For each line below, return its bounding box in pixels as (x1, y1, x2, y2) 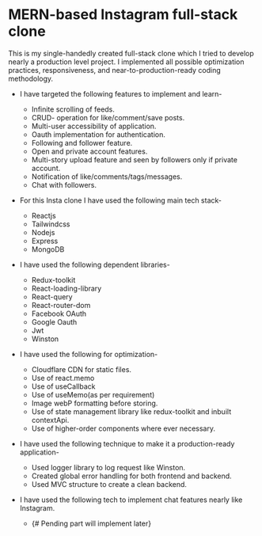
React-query (31, 291, 73, 302)
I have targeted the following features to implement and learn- (19, 89, 222, 98)
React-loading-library (31, 283, 102, 293)
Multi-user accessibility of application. (31, 121, 157, 131)
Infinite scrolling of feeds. (31, 105, 115, 114)
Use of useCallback (31, 382, 96, 391)
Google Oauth (31, 317, 78, 326)
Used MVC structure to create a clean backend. (31, 479, 188, 488)
